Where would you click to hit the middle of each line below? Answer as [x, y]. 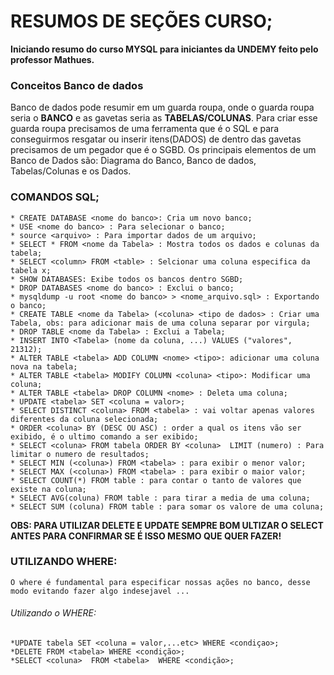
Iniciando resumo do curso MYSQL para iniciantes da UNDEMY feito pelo [164, 49]
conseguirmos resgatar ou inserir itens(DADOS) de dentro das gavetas [156, 139]
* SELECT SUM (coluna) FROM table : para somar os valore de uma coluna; [167, 506]
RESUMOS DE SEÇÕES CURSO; [141, 21]
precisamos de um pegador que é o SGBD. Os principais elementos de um [163, 150]
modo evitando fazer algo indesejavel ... [100, 591]
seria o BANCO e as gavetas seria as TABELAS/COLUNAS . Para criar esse [164, 118]
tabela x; [31, 270]
